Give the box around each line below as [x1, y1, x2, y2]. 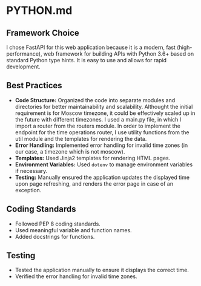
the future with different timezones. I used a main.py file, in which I [15, 115, 182, 123]
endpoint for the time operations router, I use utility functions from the [15, 128, 189, 136]
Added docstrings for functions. [15, 233, 95, 240]
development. [6, 63, 41, 70]
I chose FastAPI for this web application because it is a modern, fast [6, 44, 176, 51]
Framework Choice [6, 28, 80, 38]
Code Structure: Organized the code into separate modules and [15, 96, 176, 103]
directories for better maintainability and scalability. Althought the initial [15, 103, 193, 110]
